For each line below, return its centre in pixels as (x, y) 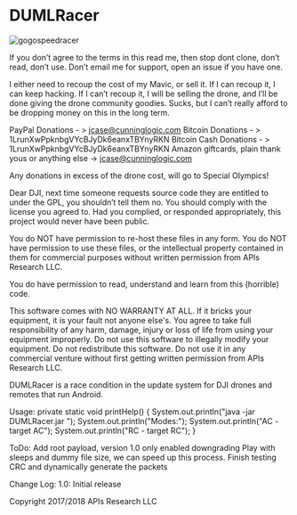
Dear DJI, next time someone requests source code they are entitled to (139, 192)
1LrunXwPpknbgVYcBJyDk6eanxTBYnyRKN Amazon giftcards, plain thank (145, 149)
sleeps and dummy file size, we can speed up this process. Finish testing (143, 457)
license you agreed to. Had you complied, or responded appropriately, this (145, 211)
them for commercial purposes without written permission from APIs (135, 257)
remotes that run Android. (56, 394)
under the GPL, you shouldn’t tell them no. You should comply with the (138, 202)
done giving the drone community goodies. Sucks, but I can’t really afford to (148, 102)
